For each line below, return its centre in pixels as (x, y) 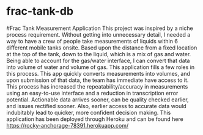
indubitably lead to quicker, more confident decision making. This (89, 112)
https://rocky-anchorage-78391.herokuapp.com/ (68, 125)
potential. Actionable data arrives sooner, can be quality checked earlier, (98, 100)
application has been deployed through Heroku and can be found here (95, 119)
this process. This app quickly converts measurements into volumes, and (98, 73)
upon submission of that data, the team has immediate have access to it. (98, 80)
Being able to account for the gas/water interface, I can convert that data (98, 60)
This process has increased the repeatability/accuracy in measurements (97, 86)
